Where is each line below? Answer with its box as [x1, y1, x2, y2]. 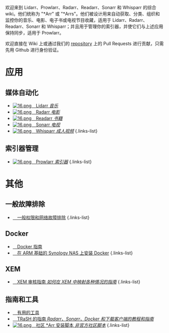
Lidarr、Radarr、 [112, 17, 148, 23]
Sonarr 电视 [36, 122, 61, 128]
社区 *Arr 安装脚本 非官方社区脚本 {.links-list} [36, 322, 130, 328]
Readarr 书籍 [36, 116, 63, 121]
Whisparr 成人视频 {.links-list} [36, 128, 98, 134]
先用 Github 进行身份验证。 [5, 47, 62, 53]
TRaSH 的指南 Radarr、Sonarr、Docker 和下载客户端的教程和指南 [17, 316, 154, 322]
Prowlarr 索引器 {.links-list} [36, 159, 92, 165]
